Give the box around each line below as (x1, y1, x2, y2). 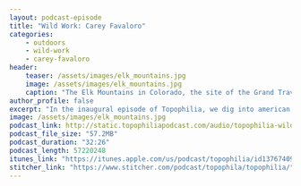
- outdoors (25, 38, 66, 47)
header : (9, 63, 39, 72)
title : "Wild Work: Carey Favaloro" (9, 21, 146, 30)
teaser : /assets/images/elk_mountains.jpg (25, 72, 186, 80)
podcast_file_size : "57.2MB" (9, 130, 118, 139)
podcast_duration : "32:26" (9, 138, 110, 147)
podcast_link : (9, 122, 63, 131)
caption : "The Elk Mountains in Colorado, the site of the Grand (25, 88, 275, 97)
